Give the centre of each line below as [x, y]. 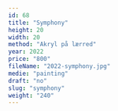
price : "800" [29, 59]
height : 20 [26, 30]
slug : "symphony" [37, 88]
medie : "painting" [38, 73]
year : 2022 [26, 52]
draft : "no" [28, 81]
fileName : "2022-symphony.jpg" [59, 66]
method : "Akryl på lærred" [52, 45]
